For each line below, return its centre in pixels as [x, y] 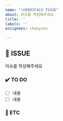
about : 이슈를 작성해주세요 [29, 15]
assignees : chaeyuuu [27, 29]
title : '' [15, 19]
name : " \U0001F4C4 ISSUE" [32, 10]
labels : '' [16, 24]
